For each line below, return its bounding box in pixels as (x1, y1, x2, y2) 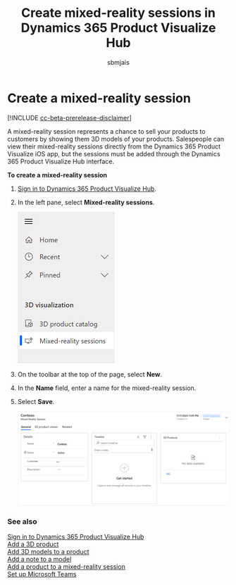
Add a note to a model (7, 555, 72, 564)
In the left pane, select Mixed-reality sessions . (17, 198, 155, 206)
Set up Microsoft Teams (7, 570, 77, 579)
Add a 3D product (7, 540, 59, 548)
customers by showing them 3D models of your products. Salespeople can (7, 134, 224, 143)
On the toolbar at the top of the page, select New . (17, 370, 162, 378)
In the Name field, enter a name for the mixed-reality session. (17, 384, 197, 392)
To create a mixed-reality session (7, 170, 108, 179)
